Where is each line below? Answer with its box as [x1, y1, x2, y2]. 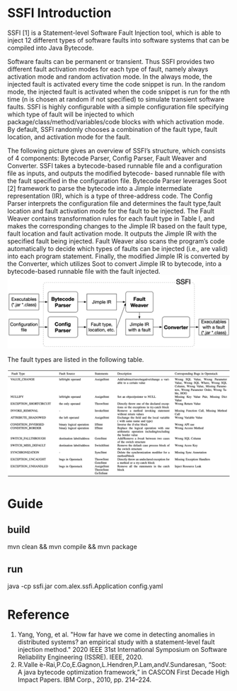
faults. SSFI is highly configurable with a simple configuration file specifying [7, 102, 229, 111]
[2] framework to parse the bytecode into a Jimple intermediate [7, 184, 192, 192]
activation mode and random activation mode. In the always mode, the [7, 72, 212, 81]
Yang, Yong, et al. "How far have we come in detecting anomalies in [17, 630, 216, 639]
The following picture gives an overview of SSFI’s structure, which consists [7, 146, 226, 155]
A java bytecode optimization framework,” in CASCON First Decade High [17, 668, 230, 677]
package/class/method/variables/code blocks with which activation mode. [7, 117, 225, 126]
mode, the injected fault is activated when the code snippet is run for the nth [7, 87, 231, 96]
